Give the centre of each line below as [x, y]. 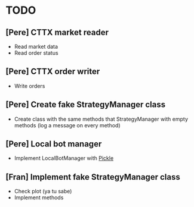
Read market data [36, 46]
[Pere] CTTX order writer [53, 72]
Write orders [30, 86]
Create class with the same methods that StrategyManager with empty [101, 119]
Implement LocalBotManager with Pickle [64, 158]
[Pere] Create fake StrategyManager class [86, 105]
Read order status [36, 53]
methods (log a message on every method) [67, 125]
